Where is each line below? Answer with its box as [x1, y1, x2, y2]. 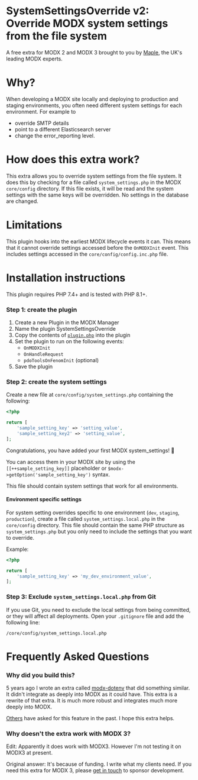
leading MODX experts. [6, 55, 63, 62]
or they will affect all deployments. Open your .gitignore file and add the [6, 613, 184, 620]
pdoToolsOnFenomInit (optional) [23, 356, 99, 363]
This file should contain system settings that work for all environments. [6, 482, 178, 489]
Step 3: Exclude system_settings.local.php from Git [6, 593, 157, 601]
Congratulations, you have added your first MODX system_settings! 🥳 [6, 447, 175, 454]
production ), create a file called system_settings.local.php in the [6, 515, 165, 522]
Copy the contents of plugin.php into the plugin [14, 331, 131, 339]
